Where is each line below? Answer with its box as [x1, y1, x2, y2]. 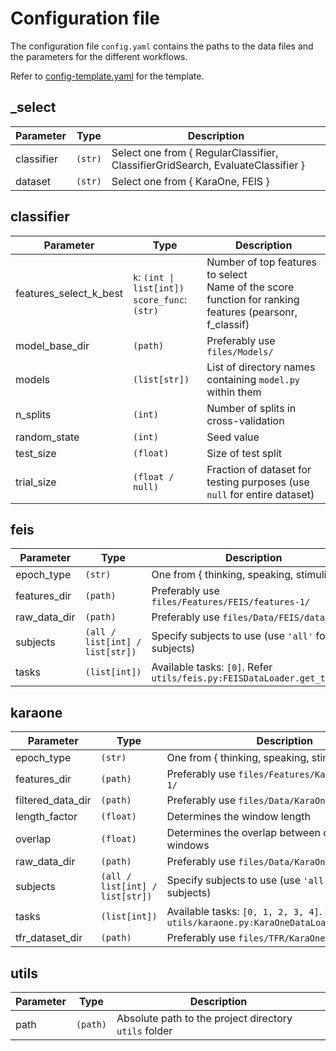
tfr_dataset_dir [15, 931, 83, 945]
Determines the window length [166, 810, 311, 824]
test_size [15, 446, 57, 460]
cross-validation [206, 413, 285, 427]
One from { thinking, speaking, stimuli [151, 568, 327, 582]
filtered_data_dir [15, 793, 92, 807]
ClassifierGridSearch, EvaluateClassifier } [111, 158, 306, 172]
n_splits [15, 407, 52, 421]
